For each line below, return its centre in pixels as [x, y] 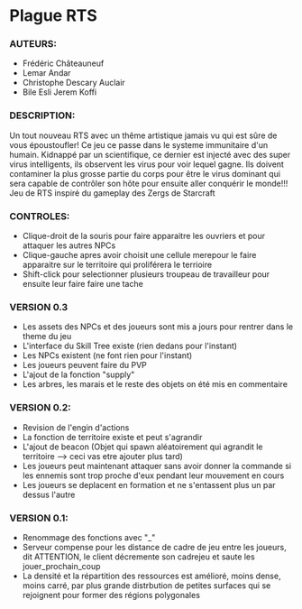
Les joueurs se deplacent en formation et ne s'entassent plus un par [149, 484]
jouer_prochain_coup [61, 566]
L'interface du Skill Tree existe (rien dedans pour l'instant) [129, 346]
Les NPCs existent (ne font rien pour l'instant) [107, 355]
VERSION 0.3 [39, 307]
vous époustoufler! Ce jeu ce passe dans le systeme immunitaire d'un [139, 144]
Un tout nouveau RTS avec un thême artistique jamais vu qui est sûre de [143, 135]
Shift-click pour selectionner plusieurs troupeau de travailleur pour [146, 274]
